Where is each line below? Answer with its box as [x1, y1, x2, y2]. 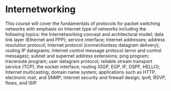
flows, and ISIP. [5, 80, 38, 86]
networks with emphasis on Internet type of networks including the [5, 25, 146, 32]
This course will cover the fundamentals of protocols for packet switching [5, 20, 160, 26]
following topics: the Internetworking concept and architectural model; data [5, 31, 164, 37]
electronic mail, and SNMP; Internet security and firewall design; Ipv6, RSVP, [5, 74, 166, 80]
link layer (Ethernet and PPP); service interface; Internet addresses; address [5, 37, 165, 43]
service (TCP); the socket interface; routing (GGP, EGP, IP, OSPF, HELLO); [5, 64, 161, 70]
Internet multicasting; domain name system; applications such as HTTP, [5, 69, 157, 75]
